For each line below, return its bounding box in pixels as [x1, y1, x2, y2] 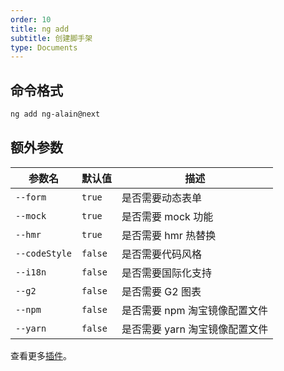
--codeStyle [15, 247, 73, 259]
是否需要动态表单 [121, 191, 203, 205]
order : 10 [10, 14, 52, 25]
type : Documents [10, 42, 78, 53]
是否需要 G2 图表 [121, 284, 202, 298]
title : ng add [10, 24, 70, 34]
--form [15, 191, 47, 203]
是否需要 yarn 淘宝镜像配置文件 [121, 322, 269, 336]
